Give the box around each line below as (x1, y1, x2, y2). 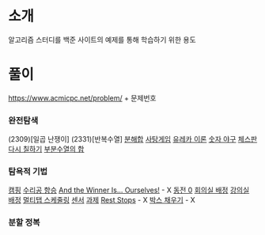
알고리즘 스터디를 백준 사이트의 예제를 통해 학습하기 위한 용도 (8, 35, 196, 44)
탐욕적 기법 (8, 166, 48, 177)
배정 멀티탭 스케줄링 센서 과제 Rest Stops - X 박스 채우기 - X (8, 195, 195, 205)
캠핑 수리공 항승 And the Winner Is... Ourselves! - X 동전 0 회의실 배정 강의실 (8, 185, 250, 195)
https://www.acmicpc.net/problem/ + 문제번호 (8, 93, 157, 103)
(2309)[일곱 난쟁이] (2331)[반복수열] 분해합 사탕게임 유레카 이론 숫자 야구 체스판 (8, 135, 258, 144)
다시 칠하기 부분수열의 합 (8, 144, 85, 154)
